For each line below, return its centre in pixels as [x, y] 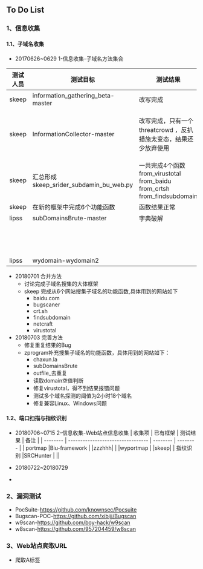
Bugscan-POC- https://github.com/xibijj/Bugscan [76, 516]
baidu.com [46, 298]
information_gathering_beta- [73, 95]
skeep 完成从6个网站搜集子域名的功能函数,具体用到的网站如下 [101, 291]
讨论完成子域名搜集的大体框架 [61, 283]
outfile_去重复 [50, 373]
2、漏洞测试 [24, 496]
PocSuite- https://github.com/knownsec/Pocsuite [76, 510]
